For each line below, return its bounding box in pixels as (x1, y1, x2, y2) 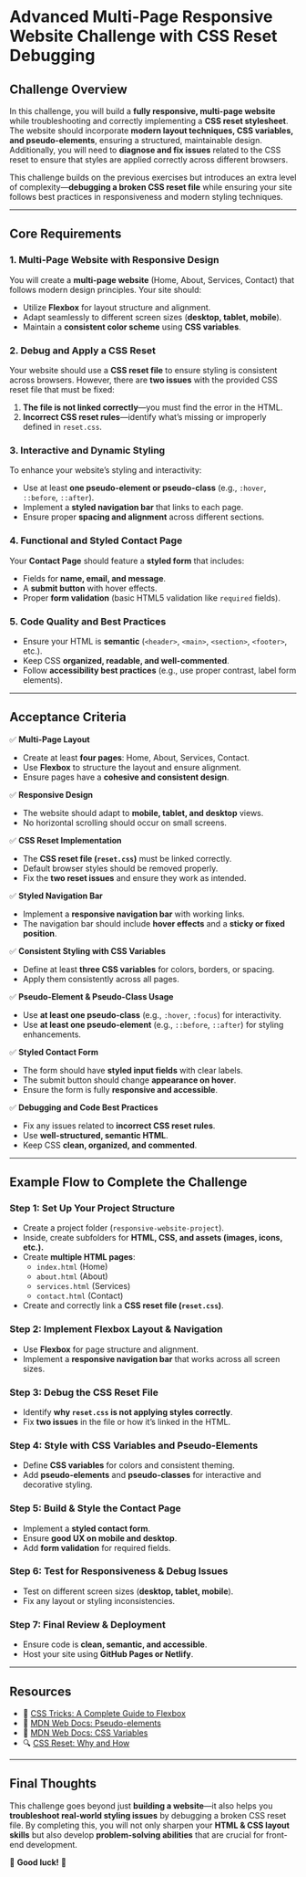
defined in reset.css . (22, 421, 103, 432)
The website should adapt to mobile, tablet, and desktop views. (22, 807, 264, 818)
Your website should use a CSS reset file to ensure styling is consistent (9, 364, 278, 375)
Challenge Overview (9, 81, 127, 97)
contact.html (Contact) (36, 1290, 124, 1302)
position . (22, 928, 57, 938)
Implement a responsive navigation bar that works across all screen (22, 1353, 280, 1364)
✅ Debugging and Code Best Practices (9, 1102, 158, 1113)
